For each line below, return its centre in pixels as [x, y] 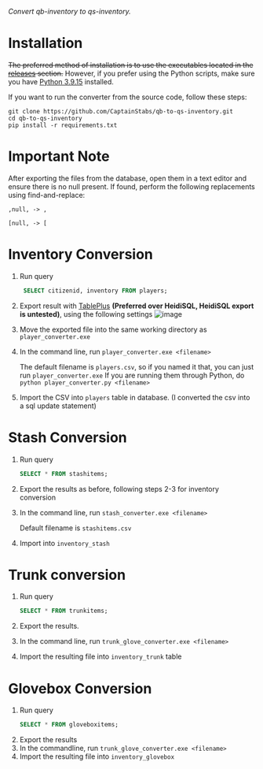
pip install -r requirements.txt [63, 125]
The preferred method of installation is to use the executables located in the [131, 65]
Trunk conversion [67, 575]
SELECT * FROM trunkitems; [64, 611]
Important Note [59, 156]
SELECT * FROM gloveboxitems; [69, 725]
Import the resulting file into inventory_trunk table [100, 656]
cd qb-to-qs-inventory [45, 118]
